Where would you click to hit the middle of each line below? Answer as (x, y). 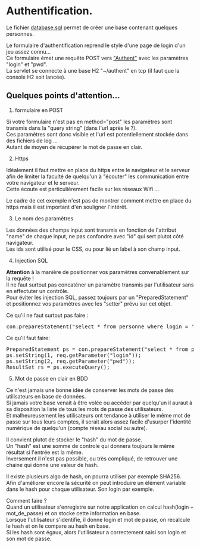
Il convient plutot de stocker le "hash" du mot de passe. (74, 440)
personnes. (20, 33)
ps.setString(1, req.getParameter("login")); (74, 355)
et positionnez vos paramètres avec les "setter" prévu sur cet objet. (89, 303)
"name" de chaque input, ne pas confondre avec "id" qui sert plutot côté (95, 236)
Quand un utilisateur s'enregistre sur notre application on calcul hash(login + (100, 507)
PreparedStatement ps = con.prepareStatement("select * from (97, 349)
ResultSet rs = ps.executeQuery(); (58, 367)
